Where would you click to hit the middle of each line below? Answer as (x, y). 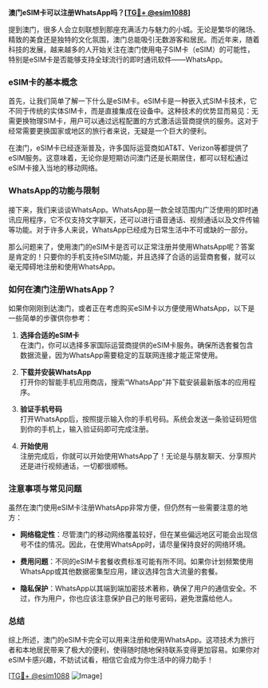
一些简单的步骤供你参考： (50, 318)
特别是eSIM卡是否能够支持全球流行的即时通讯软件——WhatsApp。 (118, 60)
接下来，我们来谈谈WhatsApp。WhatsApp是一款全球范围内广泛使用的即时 (130, 209)
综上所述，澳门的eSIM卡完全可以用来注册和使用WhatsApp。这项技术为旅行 (132, 640)
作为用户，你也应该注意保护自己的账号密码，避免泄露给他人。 (135, 599)
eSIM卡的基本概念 (43, 82)
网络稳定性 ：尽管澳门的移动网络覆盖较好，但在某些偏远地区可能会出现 (135, 535)
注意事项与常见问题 (45, 488)
